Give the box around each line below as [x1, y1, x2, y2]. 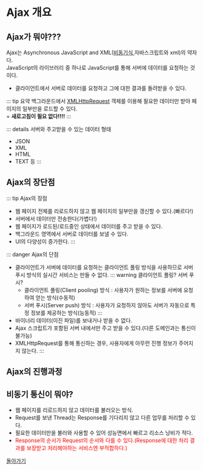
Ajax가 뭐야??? [6, 32, 61, 42]
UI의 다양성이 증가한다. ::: [15, 237, 76, 245]
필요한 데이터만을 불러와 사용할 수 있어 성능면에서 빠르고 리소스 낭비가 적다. [15, 429, 193, 437]
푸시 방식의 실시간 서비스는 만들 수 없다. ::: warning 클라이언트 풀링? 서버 [15, 271, 188, 278]
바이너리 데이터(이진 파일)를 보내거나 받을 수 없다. [15, 316, 133, 324]
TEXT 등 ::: [15, 158, 42, 165]
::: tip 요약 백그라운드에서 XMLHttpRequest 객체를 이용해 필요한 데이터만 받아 [6, 98, 191, 104]
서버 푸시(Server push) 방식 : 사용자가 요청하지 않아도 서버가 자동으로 [24, 301, 190, 308]
